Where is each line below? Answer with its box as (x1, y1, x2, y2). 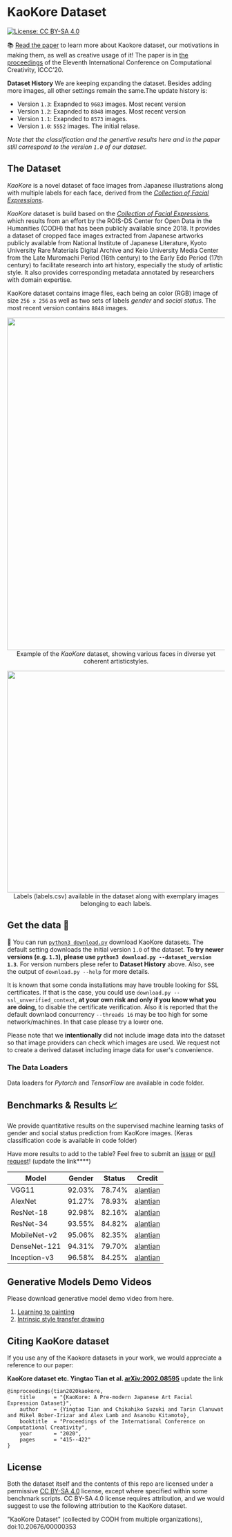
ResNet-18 (10, 1207, 48, 1217)
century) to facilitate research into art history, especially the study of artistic (7, 260, 223, 269)
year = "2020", (19, 1430, 81, 1437)
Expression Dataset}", (7, 1400, 72, 1407)
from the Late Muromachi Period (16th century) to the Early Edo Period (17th (7, 254, 223, 262)
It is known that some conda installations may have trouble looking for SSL (7, 981, 219, 989)
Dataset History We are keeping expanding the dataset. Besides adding (7, 79, 212, 87)
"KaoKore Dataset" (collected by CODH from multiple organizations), (7, 1515, 202, 1524)
